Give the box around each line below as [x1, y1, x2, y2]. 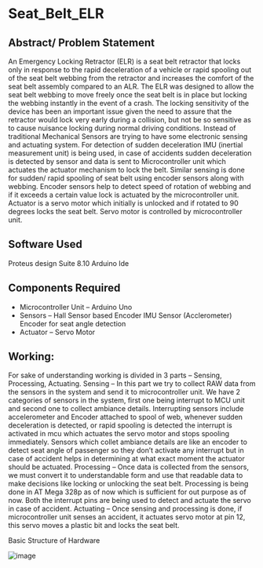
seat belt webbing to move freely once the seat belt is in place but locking [8, 90, 247, 99]
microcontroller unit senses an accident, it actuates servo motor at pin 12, [8, 512, 246, 522]
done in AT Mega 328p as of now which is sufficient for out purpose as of [8, 487, 247, 497]
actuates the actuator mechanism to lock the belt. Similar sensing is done [8, 166, 245, 174]
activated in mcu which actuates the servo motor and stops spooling [8, 429, 230, 439]
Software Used [8, 238, 82, 251]
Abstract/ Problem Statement [8, 36, 155, 49]
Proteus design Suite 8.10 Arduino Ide [8, 258, 130, 268]
